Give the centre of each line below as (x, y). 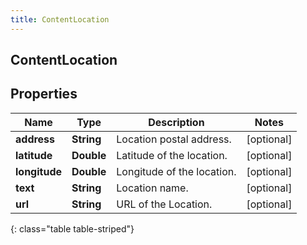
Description (176, 122)
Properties (44, 94)
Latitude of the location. (172, 155)
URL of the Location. (164, 204)
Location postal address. (174, 139)
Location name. (152, 188)
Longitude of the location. (176, 171)
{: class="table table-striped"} (72, 228)
